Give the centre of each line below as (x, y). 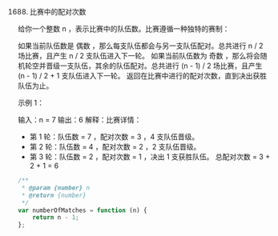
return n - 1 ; (56, 218)
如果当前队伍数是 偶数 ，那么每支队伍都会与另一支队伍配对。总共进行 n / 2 (141, 46)
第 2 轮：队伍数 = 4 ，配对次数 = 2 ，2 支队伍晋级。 (115, 147)
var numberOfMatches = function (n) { (83, 210)
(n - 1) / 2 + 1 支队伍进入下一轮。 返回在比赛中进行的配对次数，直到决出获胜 (143, 76)
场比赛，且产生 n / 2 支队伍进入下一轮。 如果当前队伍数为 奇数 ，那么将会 (139, 56)
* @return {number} (54, 195)
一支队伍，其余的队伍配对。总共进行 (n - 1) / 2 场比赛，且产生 (161, 66)
